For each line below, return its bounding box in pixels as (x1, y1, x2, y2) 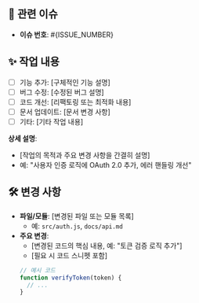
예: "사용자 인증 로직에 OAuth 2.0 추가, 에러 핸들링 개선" (19, 160, 192, 169)
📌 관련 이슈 (8, 7, 59, 21)
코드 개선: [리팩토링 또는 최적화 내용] (19, 97, 132, 106)
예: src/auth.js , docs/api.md (31, 221, 123, 231)
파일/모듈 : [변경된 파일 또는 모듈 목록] (19, 211, 135, 220)
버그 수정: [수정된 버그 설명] (19, 87, 104, 97)
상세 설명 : (8, 133, 38, 143)
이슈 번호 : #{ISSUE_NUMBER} (19, 30, 114, 39)
